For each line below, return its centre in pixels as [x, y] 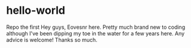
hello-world [36, 10]
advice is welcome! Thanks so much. [52, 40]
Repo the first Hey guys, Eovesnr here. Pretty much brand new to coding [96, 27]
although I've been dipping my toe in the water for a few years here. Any [95, 33]
